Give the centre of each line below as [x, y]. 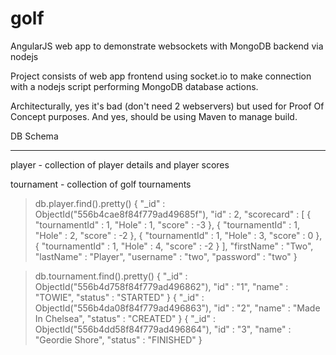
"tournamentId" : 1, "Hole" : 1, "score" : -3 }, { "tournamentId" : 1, [167, 224]
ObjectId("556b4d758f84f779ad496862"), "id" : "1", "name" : [161, 286]
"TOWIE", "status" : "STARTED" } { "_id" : [119, 297]
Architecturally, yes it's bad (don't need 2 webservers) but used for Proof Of [167, 106]
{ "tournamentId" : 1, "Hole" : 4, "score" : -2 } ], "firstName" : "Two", [174, 246]
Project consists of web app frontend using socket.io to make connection [161, 76]
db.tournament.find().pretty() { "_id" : [111, 276]
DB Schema [34, 136]
